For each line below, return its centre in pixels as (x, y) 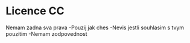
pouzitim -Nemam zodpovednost (47, 33)
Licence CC (35, 11)
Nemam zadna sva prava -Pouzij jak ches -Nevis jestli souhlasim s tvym (95, 27)
